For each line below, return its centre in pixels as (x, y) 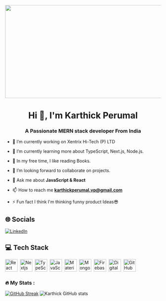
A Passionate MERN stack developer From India (83, 131)
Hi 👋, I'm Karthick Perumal (83, 116)
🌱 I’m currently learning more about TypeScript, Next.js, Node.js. (78, 151)
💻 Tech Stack (27, 247)
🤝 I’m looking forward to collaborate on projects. (61, 171)
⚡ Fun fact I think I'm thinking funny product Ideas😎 (65, 202)
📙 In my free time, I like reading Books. (51, 161)
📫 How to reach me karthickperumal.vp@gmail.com (67, 190)
